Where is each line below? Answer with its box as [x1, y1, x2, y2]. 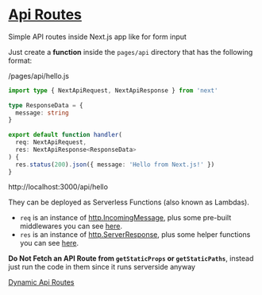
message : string [15, 109, 69, 117]
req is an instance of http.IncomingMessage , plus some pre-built [19, 213, 232, 223]
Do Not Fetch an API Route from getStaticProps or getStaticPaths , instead [8, 254, 254, 263]
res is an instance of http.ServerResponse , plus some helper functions [19, 230, 251, 239]
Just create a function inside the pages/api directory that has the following [8, 47, 253, 56]
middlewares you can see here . [19, 221, 123, 231]
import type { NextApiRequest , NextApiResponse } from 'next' [8, 86, 218, 95]
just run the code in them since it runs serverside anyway [8, 262, 196, 272]
